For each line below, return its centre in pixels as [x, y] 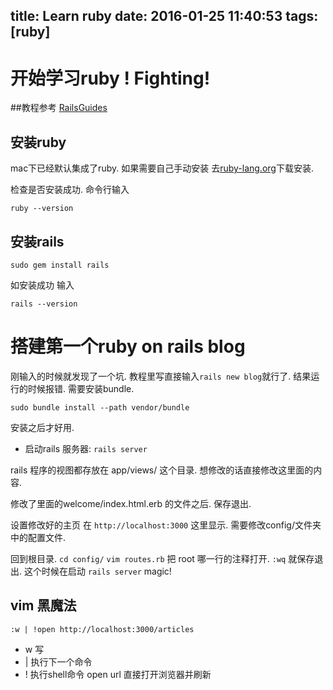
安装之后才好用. [42, 427]
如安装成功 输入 [42, 285]
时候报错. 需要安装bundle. [81, 388]
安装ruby [38, 142]
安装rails [37, 241]
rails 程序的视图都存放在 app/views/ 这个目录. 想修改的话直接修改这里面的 [162, 470]
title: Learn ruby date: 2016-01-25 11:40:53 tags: [164, 16]
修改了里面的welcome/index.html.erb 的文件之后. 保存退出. [131, 503]
